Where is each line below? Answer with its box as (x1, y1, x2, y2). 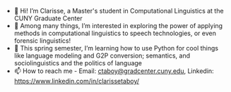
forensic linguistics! (13, 37, 71, 45)
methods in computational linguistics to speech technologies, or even (13, 29, 217, 37)
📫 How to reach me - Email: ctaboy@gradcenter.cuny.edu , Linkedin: (13, 67, 214, 75)
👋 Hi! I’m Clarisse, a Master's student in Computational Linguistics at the (13, 7, 224, 15)
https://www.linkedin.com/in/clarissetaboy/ (13, 77, 140, 85)
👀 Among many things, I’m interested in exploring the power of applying (13, 22, 223, 29)
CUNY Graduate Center (13, 14, 83, 22)
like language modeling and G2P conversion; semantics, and (13, 51, 191, 60)
